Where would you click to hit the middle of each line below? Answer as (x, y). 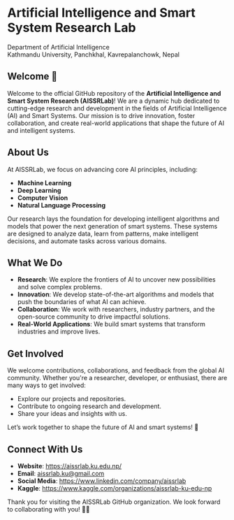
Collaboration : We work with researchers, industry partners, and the (116, 310)
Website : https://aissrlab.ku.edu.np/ (70, 466)
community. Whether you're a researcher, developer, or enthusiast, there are (117, 378)
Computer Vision (43, 198)
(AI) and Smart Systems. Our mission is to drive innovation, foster (101, 115)
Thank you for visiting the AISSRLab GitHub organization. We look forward (114, 502)
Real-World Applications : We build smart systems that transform (111, 324)
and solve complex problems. (60, 287)
